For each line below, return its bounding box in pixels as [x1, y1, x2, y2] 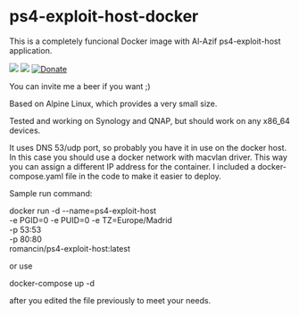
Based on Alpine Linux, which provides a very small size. [9, 98, 218, 109]
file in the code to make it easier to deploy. [65, 170, 221, 181]
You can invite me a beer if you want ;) [9, 80, 151, 91]
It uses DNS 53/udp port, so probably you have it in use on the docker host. [9, 142, 287, 153]
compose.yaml [9, 170, 64, 181]
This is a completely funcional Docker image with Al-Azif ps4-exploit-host [9, 36, 281, 46]
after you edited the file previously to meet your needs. [9, 294, 212, 305]
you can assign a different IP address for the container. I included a [9, 161, 256, 171]
